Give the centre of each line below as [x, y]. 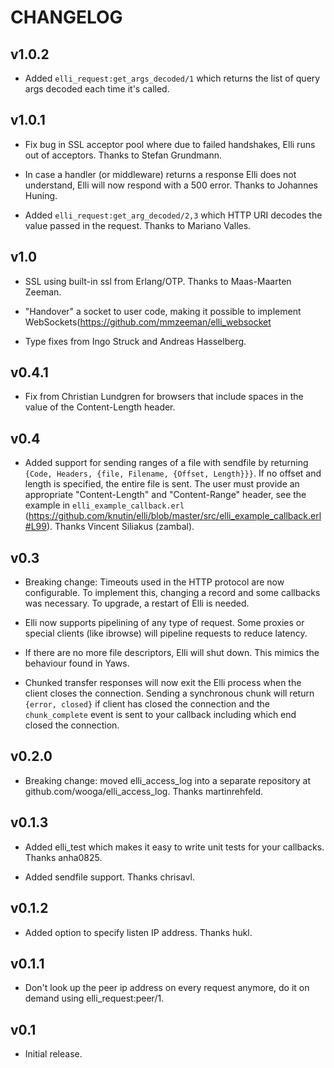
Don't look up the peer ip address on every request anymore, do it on [167, 988]
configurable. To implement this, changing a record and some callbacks [172, 593]
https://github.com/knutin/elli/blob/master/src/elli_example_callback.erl [175, 516]
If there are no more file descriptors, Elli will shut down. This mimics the [172, 653]
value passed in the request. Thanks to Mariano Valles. [138, 225]
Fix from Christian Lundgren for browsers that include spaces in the [164, 397]
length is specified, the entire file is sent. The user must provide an [162, 484]
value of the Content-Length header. [100, 407]
